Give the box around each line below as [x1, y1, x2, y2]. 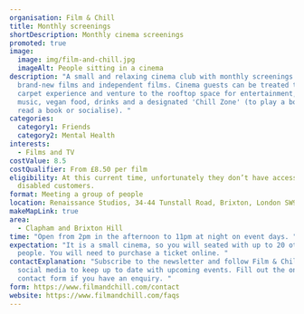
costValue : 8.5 [9, 156, 67, 166]
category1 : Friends [17, 123, 91, 132]
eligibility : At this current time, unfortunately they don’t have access [9, 173, 298, 182]
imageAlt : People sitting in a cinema [17, 64, 165, 73]
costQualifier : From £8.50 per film [9, 165, 147, 174]
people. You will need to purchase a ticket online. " [17, 249, 229, 258]
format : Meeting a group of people [9, 190, 144, 199]
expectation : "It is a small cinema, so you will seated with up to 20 [9, 241, 285, 250]
